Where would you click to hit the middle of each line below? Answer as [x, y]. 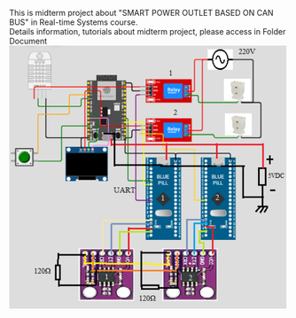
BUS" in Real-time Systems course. [74, 22]
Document [28, 41]
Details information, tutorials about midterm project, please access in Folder [148, 31]
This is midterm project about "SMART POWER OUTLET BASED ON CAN [141, 13]
